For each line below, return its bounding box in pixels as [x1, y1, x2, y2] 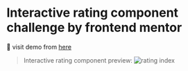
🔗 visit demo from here [6, 42, 72, 51]
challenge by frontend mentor [6, 19, 182, 35]
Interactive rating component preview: [23, 56, 133, 64]
